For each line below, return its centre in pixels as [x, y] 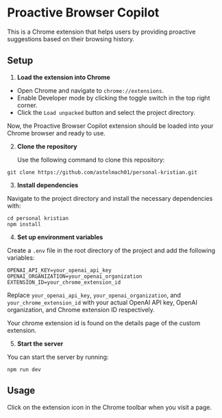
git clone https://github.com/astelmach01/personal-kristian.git [102, 172]
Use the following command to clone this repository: [91, 159]
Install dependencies [48, 185]
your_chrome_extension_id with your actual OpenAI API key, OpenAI [102, 302]
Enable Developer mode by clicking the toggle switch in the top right [113, 98]
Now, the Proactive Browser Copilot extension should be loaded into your [110, 126]
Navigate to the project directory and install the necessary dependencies [110, 198]
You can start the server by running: [58, 357]
